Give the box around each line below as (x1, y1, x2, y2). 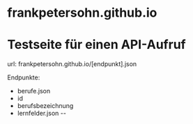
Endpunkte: (7, 73, 40, 82)
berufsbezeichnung (17, 102, 74, 110)
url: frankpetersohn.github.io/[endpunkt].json (7, 60, 137, 68)
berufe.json (17, 87, 51, 95)
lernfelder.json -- (17, 109, 66, 118)
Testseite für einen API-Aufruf (7, 37, 186, 53)
